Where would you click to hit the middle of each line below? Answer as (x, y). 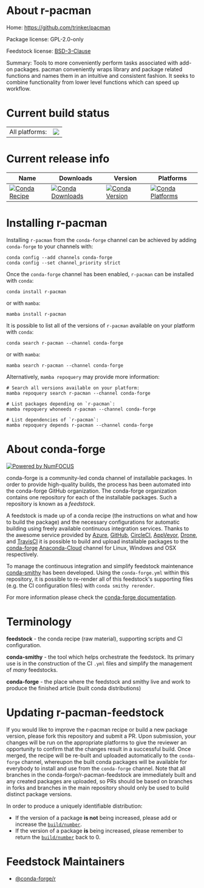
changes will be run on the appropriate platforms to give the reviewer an (97, 742)
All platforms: (28, 131)
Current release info (58, 159)
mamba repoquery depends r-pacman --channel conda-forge (80, 425)
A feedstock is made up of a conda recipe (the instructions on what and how (102, 515)
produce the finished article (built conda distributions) (74, 688)
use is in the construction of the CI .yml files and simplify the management (99, 663)
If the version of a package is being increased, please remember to (99, 830)
